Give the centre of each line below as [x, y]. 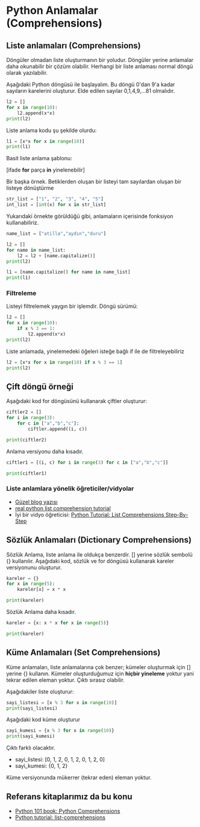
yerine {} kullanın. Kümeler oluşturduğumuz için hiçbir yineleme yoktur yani [100, 673]
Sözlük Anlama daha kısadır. [41, 612]
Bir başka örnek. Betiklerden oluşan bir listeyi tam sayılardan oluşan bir [94, 182]
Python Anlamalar [52, 11]
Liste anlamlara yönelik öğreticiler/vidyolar [70, 488]
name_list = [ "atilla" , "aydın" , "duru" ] [56, 234]
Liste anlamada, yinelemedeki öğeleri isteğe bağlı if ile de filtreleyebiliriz [95, 351]
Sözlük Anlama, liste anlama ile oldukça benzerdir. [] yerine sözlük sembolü [99, 554]
